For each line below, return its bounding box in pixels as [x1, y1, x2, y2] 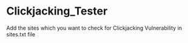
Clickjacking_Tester [6, 4, 108, 18]
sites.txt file [6, 30, 35, 38]
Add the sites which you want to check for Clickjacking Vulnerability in [6, 24, 183, 31]
